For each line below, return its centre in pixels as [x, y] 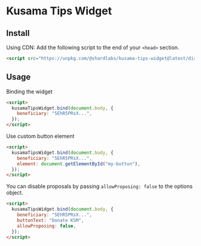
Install [18, 33]
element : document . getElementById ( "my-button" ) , [79, 164]
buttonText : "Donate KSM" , [51, 220]
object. [15, 193]
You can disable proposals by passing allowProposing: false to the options [100, 186]
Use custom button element [40, 136]
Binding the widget [29, 92]
